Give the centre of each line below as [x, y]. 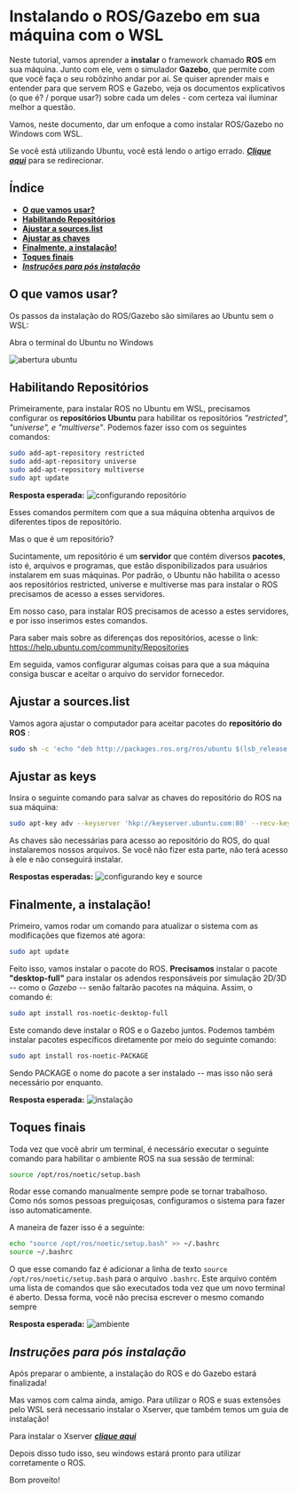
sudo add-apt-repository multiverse [77, 470]
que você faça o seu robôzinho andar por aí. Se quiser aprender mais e [139, 78]
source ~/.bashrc [41, 1252]
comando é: [31, 997]
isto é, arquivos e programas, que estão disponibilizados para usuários [138, 565]
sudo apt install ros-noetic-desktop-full [89, 1013]
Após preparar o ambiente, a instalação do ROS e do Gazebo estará [133, 1373]
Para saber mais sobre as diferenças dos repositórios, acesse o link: [134, 638]
